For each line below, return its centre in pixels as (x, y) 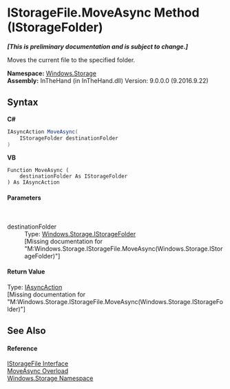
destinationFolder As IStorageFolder (74, 177)
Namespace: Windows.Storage (52, 73)
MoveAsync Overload (38, 371)
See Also (27, 331)
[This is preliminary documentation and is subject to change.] (97, 46)
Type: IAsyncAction (35, 287)
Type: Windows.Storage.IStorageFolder (80, 234)
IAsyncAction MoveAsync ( (43, 132)
